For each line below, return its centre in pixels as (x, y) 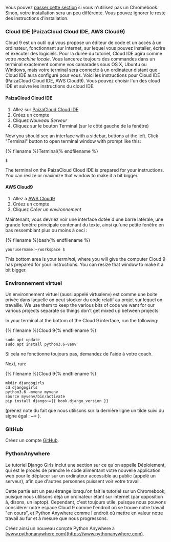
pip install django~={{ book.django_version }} (57, 401)
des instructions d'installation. (37, 18)
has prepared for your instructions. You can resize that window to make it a (84, 264)
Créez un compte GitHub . (32, 441)
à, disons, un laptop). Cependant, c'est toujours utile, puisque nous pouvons (86, 502)
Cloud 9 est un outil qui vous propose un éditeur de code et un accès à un (83, 43)
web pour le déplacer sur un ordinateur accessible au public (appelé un (81, 475)
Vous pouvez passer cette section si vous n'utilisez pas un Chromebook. (82, 7)
